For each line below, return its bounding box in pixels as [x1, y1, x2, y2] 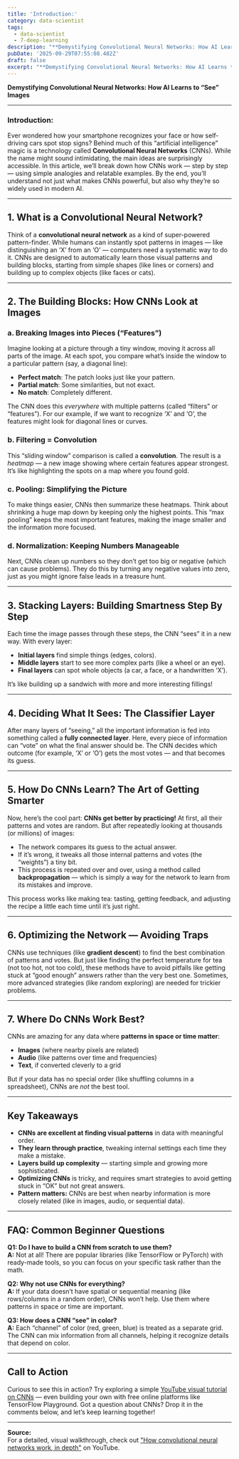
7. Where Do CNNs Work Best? [7, 1013, 145, 1025]
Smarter [7, 795, 45, 807]
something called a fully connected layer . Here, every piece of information [7, 733, 228, 742]
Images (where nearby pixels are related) [17, 1046, 139, 1054]
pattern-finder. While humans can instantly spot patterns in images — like [7, 238, 223, 246]
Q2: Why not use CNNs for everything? [7, 1279, 126, 1288]
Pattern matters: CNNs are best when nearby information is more [17, 1189, 211, 1198]
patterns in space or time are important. [7, 1302, 124, 1311]
